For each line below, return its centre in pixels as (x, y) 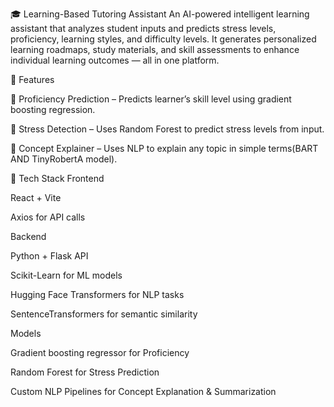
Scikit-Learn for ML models (66, 275)
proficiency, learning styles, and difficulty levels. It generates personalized (163, 39)
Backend (28, 236)
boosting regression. (53, 109)
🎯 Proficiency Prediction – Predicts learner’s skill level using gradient (151, 99)
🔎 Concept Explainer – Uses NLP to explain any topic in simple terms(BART (164, 148)
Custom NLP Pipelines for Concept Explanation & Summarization (143, 391)
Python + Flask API (49, 256)
